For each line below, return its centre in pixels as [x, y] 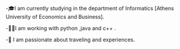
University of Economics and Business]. [55, 17]
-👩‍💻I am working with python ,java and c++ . [61, 28]
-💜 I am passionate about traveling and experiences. [70, 40]
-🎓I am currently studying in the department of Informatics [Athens [90, 8]
